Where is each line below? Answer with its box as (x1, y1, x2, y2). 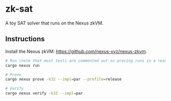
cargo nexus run (5, 63, 40, 68)
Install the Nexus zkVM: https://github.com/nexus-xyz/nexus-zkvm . (5, 48, 148, 54)
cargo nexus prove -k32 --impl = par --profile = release (5, 77, 122, 82)
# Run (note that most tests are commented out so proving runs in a (5, 58, 156, 63)
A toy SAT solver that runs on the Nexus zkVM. (5, 20, 103, 26)
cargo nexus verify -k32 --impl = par (5, 91, 83, 96)
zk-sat (5, 3, 33, 15)
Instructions (5, 35, 45, 43)
